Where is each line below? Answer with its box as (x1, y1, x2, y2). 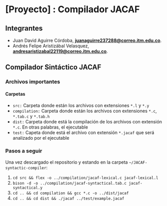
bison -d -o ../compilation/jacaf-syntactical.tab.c (12, 181, 127, 186)
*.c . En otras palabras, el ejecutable (12, 124, 88, 130)
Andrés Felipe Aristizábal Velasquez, (12, 43, 89, 49)
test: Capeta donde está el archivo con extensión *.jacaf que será (12, 129, 155, 136)
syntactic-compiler (5, 165, 47, 170)
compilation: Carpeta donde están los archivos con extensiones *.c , (12, 108, 157, 114)
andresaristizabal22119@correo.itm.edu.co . (12, 48, 108, 54)
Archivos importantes (5, 78, 60, 85)
